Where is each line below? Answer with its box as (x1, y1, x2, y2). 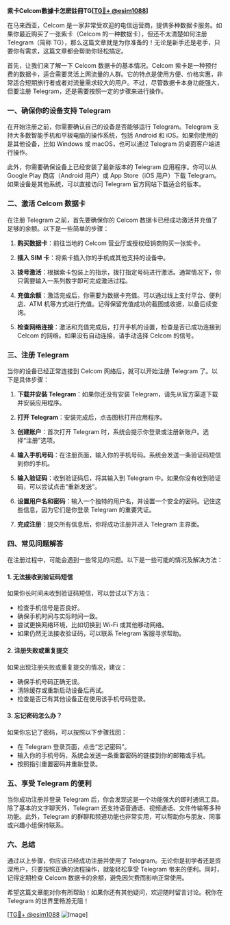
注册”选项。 (25, 436, 60, 444)
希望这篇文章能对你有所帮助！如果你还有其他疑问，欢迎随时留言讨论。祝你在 (7, 888, 223, 896)
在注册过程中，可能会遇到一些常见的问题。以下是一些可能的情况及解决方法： (7, 556, 223, 564)
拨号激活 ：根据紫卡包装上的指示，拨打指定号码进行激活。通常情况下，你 (16, 268, 221, 276)
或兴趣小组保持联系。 (7, 821, 67, 829)
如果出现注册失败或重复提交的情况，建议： (7, 663, 127, 671)
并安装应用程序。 (16, 398, 66, 407)
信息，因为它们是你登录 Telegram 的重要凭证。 (23, 505, 155, 514)
